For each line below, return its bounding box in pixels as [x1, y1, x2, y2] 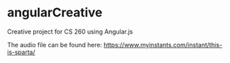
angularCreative [7, 5, 103, 21]
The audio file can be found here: [7, 40, 103, 49]
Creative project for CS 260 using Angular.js [7, 27, 133, 36]
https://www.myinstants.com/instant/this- [103, 40, 223, 49]
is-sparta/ [7, 48, 36, 56]
